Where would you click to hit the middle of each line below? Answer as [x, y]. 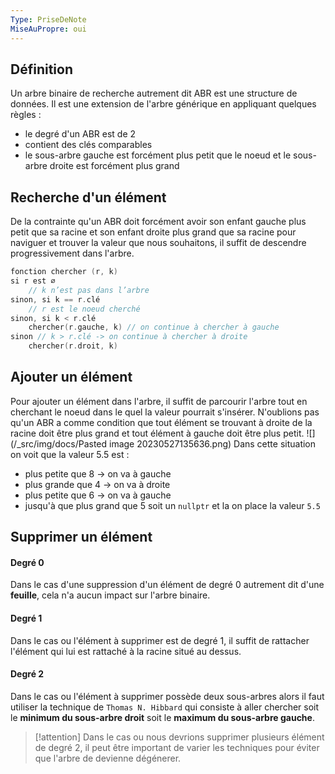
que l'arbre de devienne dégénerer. [108, 758]
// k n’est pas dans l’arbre [89, 290]
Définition [41, 69]
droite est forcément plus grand [114, 166]
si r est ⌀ [33, 281]
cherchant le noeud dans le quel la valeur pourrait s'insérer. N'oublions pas [165, 412]
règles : [26, 115]
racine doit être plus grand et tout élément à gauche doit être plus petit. [157, 433]
